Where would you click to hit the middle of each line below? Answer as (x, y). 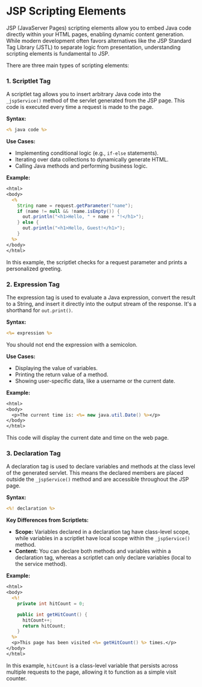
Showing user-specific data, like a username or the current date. (95, 381)
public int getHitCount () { (52, 614)
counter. (17, 678)
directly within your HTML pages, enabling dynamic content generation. (96, 34)
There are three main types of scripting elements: (68, 65)
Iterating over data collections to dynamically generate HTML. (92, 160)
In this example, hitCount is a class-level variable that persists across (92, 665)
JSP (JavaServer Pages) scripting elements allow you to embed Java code (99, 28)
